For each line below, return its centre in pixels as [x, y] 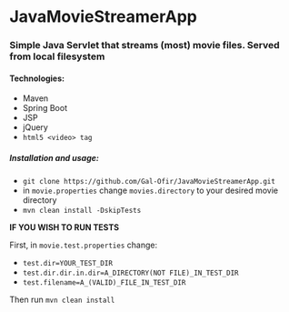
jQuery [35, 127]
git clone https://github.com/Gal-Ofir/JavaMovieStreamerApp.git [149, 182]
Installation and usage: [55, 157]
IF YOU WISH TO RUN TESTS [65, 227]
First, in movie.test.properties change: [83, 245]
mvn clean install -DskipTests [82, 211]
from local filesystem [57, 56]
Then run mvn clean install [62, 300]
